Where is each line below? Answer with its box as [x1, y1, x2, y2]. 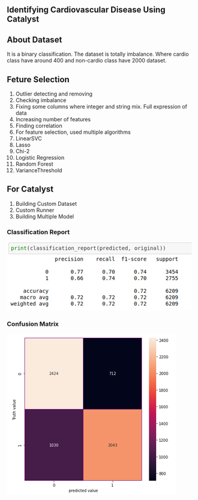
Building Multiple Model [15, 212, 74, 220]
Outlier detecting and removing [15, 90, 92, 98]
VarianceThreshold [15, 167, 62, 174]
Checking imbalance [15, 97, 67, 104]
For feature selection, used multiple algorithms [15, 128, 131, 136]
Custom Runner [15, 206, 55, 214]
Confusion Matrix [7, 320, 59, 328]
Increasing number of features [15, 116, 91, 123]
